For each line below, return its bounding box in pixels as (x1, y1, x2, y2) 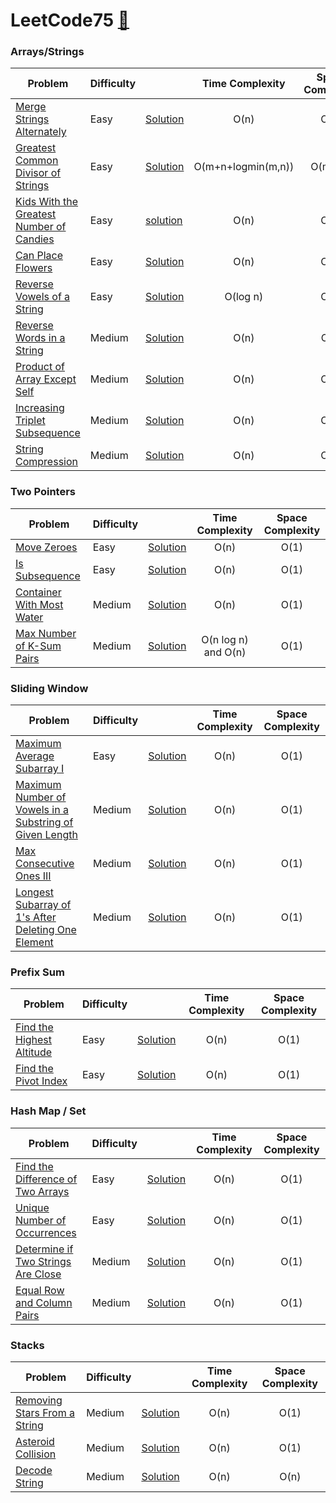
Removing (15, 1393, 63, 1407)
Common (15, 154, 59, 168)
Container (15, 585, 62, 599)
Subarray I (15, 762, 65, 776)
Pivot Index (15, 1074, 68, 1088)
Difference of (15, 1172, 78, 1186)
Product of (15, 360, 66, 374)
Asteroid (15, 1434, 55, 1448)
